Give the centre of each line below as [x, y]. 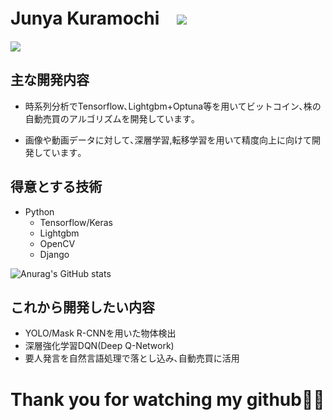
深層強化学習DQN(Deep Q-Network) [99, 346]
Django [54, 254]
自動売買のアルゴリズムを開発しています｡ [110, 118]
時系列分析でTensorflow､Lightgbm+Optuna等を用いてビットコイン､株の [173, 106]
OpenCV [57, 243]
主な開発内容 [50, 80]
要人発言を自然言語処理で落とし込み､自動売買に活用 [132, 358]
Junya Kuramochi [85, 18]
